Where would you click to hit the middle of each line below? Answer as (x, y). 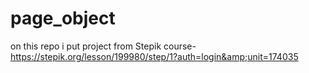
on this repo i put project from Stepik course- (103, 46)
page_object (63, 18)
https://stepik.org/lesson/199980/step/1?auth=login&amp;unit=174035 (154, 56)
